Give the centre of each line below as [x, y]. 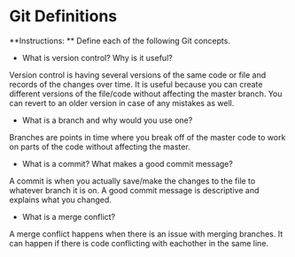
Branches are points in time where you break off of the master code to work [147, 137]
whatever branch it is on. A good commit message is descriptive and [134, 190]
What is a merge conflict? [69, 216]
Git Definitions [63, 16]
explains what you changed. [61, 200]
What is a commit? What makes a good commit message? [127, 163]
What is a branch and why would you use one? [107, 120]
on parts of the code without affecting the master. [100, 147]
